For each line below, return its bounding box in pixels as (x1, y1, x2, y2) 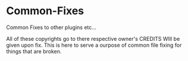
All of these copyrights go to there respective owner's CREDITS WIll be (6, 35, 180, 42)
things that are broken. (6, 47, 62, 54)
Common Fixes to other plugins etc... (6, 24, 97, 31)
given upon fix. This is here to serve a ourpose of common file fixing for (6, 41, 182, 49)
